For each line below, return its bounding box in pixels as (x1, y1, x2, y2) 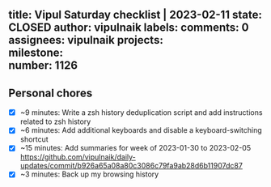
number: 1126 (8, 58, 78, 73)
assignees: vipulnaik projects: (8, 33, 163, 47)
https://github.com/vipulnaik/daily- (19, 152, 136, 162)
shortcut (19, 134, 49, 144)
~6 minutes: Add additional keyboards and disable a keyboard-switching (19, 125, 263, 135)
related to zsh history (19, 117, 91, 126)
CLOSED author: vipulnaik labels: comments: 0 (8, 21, 249, 35)
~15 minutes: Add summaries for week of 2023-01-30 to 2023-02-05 (19, 143, 252, 153)
